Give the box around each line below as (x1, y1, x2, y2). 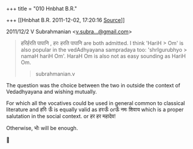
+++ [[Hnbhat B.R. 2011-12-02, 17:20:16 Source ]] (6, 17, 125, 23)
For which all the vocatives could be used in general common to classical (6, 100, 185, 106)
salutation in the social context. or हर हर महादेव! (6, 113, 116, 119)
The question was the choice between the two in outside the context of (6, 82, 181, 88)
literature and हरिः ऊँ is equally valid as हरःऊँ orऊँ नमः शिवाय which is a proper (6, 106, 184, 113)
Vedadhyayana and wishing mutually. (6, 88, 97, 95)
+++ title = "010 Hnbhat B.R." (6, 5, 77, 12)
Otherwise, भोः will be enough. (6, 125, 78, 131)
